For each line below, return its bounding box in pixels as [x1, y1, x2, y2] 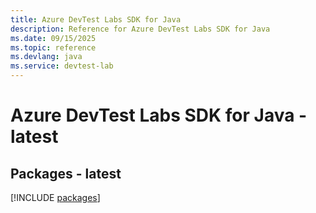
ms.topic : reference [10, 42, 97, 53]
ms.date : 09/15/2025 [10, 33, 97, 43]
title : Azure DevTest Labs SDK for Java [10, 14, 182, 25]
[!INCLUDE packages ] [10, 192, 101, 203]
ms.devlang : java [10, 52, 83, 62]
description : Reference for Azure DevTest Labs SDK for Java [10, 24, 271, 34]
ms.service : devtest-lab [10, 61, 114, 71]
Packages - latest [10, 165, 122, 182]
